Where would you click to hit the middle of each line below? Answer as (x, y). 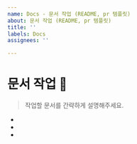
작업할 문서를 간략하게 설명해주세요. (74, 106)
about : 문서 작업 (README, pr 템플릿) (60, 21)
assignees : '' (28, 41)
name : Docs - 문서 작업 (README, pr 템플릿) (69, 14)
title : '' (22, 27)
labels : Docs (27, 34)
